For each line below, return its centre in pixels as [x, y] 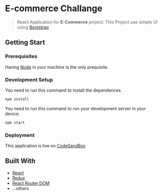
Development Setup [29, 79]
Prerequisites [21, 57]
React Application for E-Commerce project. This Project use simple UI [87, 22]
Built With [20, 161]
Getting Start [25, 43]
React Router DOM [31, 183]
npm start [15, 122]
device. [12, 114]
